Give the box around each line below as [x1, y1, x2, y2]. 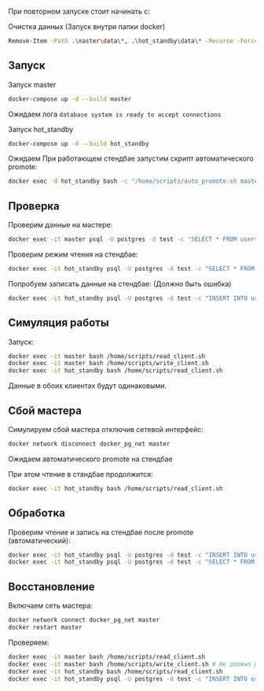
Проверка [8, 199, 60, 212]
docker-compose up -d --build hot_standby [8, 139, 149, 148]
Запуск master [8, 79, 57, 89]
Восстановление [8, 580, 95, 593]
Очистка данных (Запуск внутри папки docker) [8, 22, 166, 31]
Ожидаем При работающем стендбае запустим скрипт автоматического [8, 153, 254, 164]
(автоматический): [8, 535, 71, 545]
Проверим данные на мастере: [8, 220, 113, 230]
